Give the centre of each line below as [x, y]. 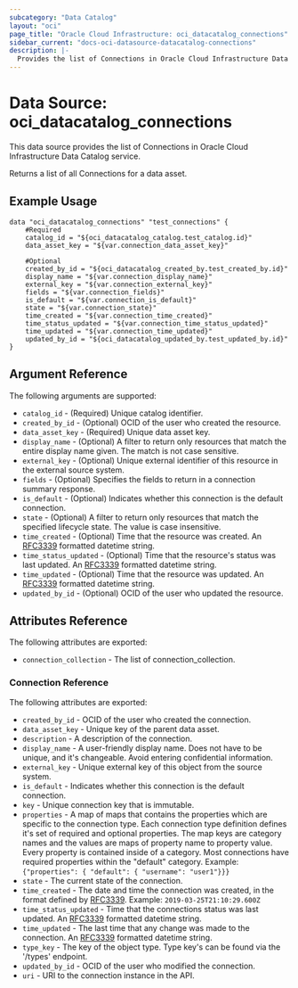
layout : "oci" [36, 26]
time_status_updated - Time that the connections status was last [141, 909]
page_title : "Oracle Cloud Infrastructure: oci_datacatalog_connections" [149, 34]
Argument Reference [68, 374]
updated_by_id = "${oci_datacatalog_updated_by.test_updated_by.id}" [157, 339]
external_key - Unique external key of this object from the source [142, 767]
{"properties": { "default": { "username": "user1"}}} [126, 872]
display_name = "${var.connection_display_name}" [119, 276]
